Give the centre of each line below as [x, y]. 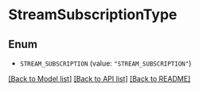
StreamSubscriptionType [93, 15]
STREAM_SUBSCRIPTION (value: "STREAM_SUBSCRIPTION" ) [105, 63]
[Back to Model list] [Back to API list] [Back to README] [99, 79]
